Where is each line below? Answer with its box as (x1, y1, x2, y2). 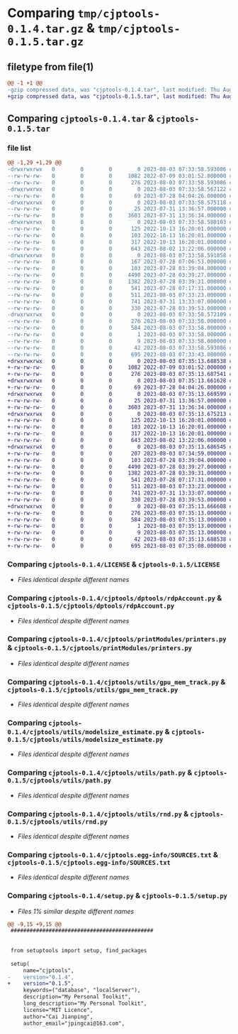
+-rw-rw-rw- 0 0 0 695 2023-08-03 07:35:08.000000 (7, 542, 227, 550)
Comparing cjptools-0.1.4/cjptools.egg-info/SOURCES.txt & (7, 849, 218, 859)
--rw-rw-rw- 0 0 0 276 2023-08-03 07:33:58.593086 (7, 179, 227, 186)
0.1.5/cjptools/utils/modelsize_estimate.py (7, 736, 164, 744)
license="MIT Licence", (23, 1006, 93, 1013)
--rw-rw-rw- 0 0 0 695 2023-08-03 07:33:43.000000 (7, 350, 227, 358)
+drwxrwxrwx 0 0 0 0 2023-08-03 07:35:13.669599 (7, 390, 227, 397)
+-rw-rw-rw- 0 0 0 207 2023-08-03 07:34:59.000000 (7, 450, 227, 457)
